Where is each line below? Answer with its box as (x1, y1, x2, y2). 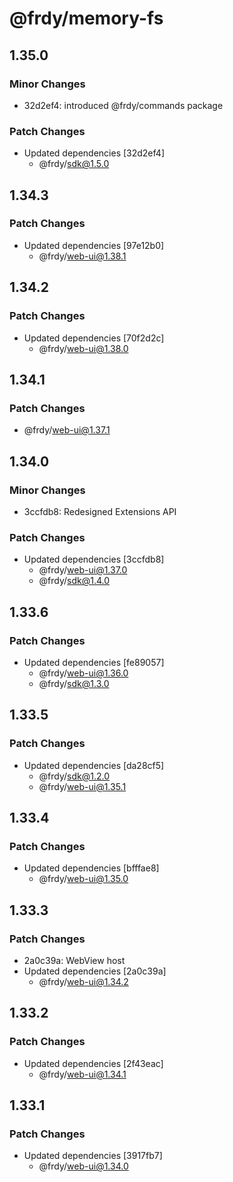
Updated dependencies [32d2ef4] (23, 147, 165, 159)
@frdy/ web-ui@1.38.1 (38, 250, 127, 262)
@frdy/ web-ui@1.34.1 (38, 1068, 127, 1080)
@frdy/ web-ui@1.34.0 (38, 1160, 129, 1172)
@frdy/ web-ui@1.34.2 (38, 975, 129, 987)
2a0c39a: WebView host (23, 954, 126, 966)
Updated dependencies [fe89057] (23, 656, 165, 668)
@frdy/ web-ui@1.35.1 (38, 780, 127, 792)
